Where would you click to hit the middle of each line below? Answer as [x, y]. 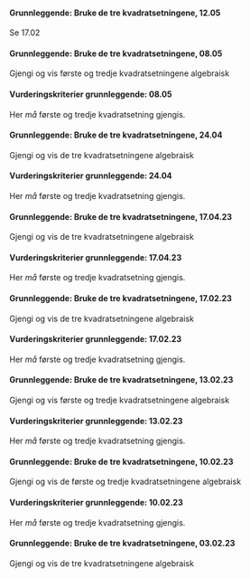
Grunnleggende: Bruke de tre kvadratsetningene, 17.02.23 [121, 298]
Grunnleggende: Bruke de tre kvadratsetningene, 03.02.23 [122, 544]
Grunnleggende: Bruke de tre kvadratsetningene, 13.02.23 [121, 380]
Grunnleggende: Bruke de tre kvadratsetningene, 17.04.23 [121, 216]
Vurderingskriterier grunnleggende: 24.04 [91, 175]
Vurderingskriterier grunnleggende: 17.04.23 [96, 257]
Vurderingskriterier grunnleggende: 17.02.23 [96, 339]
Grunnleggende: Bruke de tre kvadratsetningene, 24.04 [116, 135]
